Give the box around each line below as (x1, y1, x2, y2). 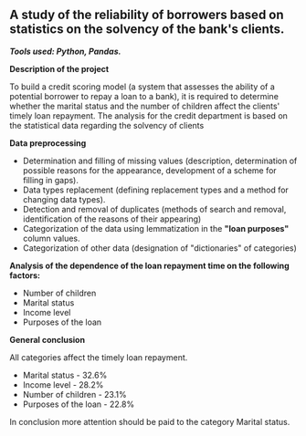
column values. (22, 233, 80, 244)
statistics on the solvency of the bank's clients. (9, 22, 285, 37)
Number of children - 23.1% (22, 389, 127, 400)
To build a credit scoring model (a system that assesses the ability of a (9, 81, 276, 92)
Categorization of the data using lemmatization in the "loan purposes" (22, 223, 290, 234)
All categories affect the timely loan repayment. (9, 351, 188, 363)
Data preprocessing (9, 137, 87, 149)
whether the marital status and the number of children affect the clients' (9, 100, 280, 111)
